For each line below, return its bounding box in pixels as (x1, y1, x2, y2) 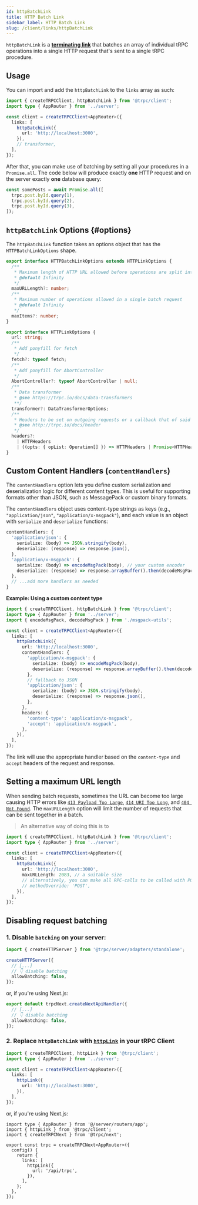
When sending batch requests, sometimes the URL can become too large (6, 792, 183, 799)
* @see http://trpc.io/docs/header (14, 422, 101, 428)
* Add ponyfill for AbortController (14, 368, 104, 373)
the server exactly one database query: (6, 175, 102, 183)
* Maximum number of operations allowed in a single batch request (14, 297, 183, 303)
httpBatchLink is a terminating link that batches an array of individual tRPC (6, 41, 189, 48)
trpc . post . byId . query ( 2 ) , (11, 198, 75, 204)
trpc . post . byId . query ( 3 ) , (11, 203, 75, 209)
